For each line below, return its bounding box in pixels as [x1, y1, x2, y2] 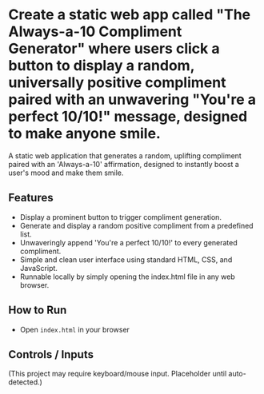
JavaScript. [19, 263, 58, 273]
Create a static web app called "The [8, 6, 251, 24]
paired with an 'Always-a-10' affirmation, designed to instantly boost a [8, 159, 240, 169]
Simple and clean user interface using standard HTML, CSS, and [19, 254, 233, 265]
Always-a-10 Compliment [8, 22, 182, 41]
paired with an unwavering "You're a [8, 90, 256, 109]
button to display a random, [8, 57, 194, 75]
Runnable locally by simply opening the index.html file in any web [19, 272, 236, 281]
